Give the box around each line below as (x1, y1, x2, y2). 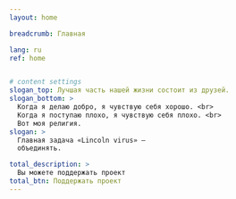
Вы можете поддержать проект (17, 169, 126, 178)
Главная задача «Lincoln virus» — (17, 136, 146, 145)
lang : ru (9, 46, 42, 54)
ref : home (9, 54, 46, 62)
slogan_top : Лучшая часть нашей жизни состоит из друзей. (9, 86, 230, 95)
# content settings (9, 78, 82, 87)
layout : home (9, 12, 58, 22)
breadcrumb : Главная (9, 29, 87, 38)
